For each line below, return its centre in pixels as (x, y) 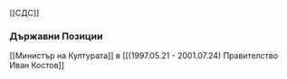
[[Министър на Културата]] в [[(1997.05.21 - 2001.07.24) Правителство (144, 56)
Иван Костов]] (37, 66)
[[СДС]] (24, 13)
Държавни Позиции (56, 36)
